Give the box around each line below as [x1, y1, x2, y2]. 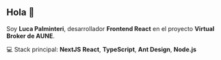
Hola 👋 [6, 7, 35, 18]
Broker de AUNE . [6, 32, 55, 40]
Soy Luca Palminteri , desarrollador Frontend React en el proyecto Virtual [6, 24, 215, 32]
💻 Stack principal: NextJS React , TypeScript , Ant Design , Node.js [6, 45, 196, 53]
